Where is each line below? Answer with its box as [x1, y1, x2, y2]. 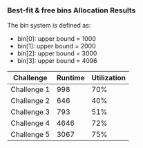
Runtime [56, 73, 85, 83]
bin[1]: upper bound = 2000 [17, 42, 96, 50]
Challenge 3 [10, 107, 50, 117]
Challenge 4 [10, 118, 50, 128]
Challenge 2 [10, 96, 50, 106]
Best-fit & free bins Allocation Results [7, 6, 136, 15]
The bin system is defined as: [7, 21, 91, 30]
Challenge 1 [10, 85, 50, 95]
